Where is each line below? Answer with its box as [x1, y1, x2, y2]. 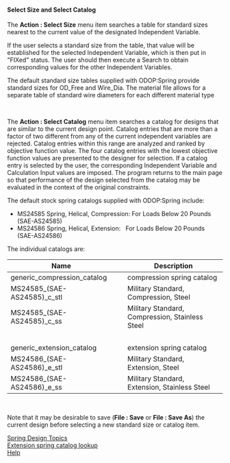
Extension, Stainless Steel [127, 383, 210, 392]
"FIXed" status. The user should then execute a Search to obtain [7, 56, 189, 64]
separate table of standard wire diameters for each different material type [7, 91, 214, 99]
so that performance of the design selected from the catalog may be [7, 176, 201, 185]
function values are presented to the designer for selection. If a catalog [7, 154, 207, 163]
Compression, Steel [127, 292, 190, 302]
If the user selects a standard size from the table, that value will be [7, 41, 195, 49]
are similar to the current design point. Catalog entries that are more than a [7, 125, 218, 133]
